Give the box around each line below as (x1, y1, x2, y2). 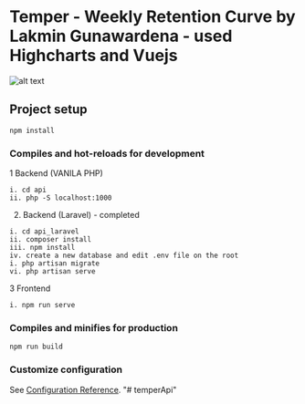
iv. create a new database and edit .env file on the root (9, 251, 239, 261)
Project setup (9, 102, 89, 118)
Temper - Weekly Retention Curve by (9, 6, 296, 27)
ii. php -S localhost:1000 (9, 193, 112, 202)
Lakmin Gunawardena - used (9, 26, 233, 47)
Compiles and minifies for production (9, 321, 178, 334)
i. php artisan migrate (9, 259, 100, 268)
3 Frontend (9, 283, 51, 294)
